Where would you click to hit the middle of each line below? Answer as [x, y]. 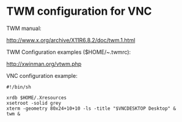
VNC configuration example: [42, 75]
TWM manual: [24, 28]
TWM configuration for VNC [79, 11]
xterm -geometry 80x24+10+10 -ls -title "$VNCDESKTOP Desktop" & [91, 109]
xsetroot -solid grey [34, 103]
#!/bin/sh [19, 87]
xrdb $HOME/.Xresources [37, 97]
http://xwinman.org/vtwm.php [44, 64]
